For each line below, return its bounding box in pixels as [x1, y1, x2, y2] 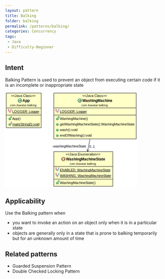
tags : [5, 34, 16, 39]
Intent [5, 63, 24, 72]
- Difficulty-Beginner [7, 45, 54, 50]
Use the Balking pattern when [5, 210, 66, 216]
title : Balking [5, 13, 37, 18]
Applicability [5, 197, 45, 205]
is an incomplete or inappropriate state [5, 82, 84, 88]
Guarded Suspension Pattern [12, 263, 72, 269]
